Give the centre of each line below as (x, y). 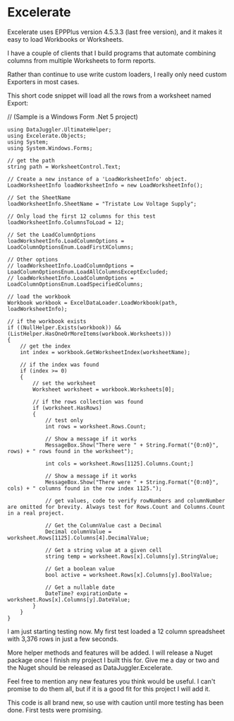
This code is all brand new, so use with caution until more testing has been (116, 702)
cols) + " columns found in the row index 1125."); (85, 488)
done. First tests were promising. (55, 710)
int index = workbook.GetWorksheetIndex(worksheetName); (105, 352)
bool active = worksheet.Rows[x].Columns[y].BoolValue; (129, 575)
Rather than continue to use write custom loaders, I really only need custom (117, 74)
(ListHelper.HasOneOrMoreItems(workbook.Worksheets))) (90, 334)
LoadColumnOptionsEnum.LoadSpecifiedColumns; (75, 284)
